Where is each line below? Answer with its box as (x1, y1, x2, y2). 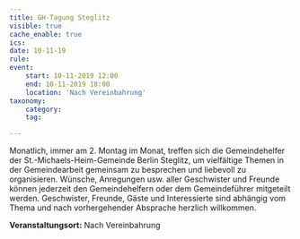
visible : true (9, 21, 63, 30)
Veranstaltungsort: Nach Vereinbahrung (9, 220, 161, 231)
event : (9, 64, 34, 73)
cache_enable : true (9, 30, 83, 38)
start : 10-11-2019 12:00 (25, 72, 119, 81)
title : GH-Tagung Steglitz (9, 13, 110, 22)
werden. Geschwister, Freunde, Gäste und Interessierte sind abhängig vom (9, 193, 286, 204)
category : (25, 105, 63, 114)
